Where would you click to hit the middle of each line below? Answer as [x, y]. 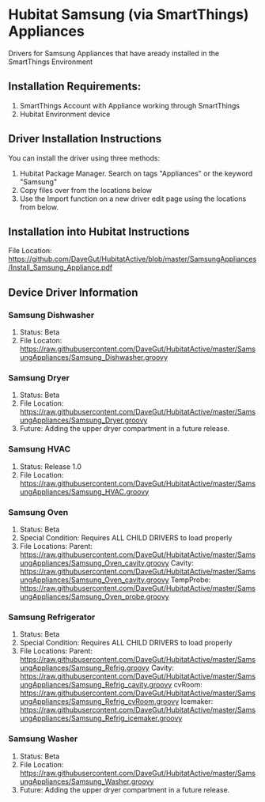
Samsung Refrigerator [52, 617]
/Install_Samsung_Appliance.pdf [61, 267]
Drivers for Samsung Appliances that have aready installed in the [114, 53]
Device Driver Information [73, 292]
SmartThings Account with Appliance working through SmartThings [129, 105]
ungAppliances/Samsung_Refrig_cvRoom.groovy [99, 702]
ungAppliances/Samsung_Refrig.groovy [85, 668]
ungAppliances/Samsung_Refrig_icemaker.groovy [101, 718]
